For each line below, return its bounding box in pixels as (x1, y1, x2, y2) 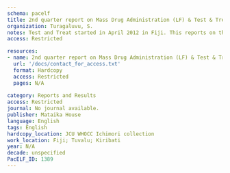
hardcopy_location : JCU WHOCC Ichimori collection (7, 131, 155, 137)
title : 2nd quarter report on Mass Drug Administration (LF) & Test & (7, 16, 213, 23)
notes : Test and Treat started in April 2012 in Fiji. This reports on (7, 29, 216, 36)
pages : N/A (13, 79, 44, 86)
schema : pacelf (7, 10, 51, 17)
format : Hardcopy (13, 66, 63, 74)
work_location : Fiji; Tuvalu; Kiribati (7, 137, 121, 144)
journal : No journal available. (7, 105, 99, 112)
